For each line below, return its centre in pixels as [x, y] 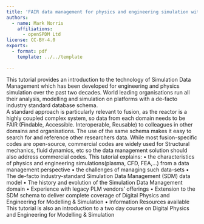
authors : [17, 18]
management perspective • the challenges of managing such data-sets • [98, 170]
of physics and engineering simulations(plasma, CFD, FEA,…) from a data [98, 163]
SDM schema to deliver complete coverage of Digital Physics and [88, 195]
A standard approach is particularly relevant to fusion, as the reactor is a [97, 111]
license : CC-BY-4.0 [31, 40]
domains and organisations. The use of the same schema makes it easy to [99, 131]
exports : [17, 46]
